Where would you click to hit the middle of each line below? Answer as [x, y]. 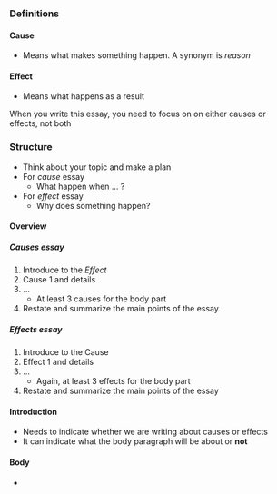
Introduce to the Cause [65, 352]
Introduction [33, 411]
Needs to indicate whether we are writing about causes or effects [145, 432]
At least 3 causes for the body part [101, 299]
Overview [28, 226]
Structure [31, 147]
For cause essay [53, 176]
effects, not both [40, 123]
